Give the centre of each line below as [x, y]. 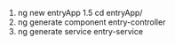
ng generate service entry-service [80, 31]
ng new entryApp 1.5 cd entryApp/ [80, 13]
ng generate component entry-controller [91, 22]
